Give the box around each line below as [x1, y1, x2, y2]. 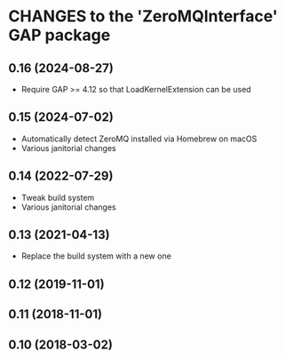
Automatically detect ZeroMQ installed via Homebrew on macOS [20, 133, 258, 144]
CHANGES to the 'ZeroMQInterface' [8, 6, 279, 27]
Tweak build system [20, 192, 95, 203]
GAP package [8, 25, 111, 45]
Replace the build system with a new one [20, 251, 172, 261]
